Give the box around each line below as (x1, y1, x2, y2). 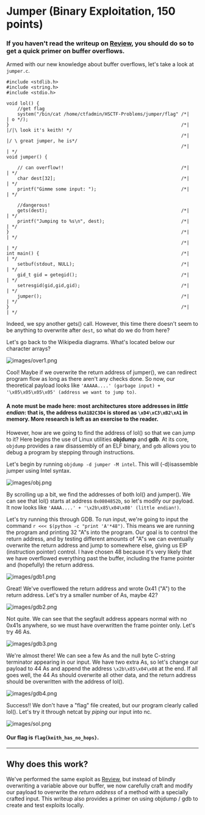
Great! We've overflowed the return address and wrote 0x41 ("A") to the (6, 585, 186, 592)
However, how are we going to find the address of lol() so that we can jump (6, 429, 195, 436)
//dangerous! (17, 202, 51, 209)
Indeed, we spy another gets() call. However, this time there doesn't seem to (6, 320, 198, 328)
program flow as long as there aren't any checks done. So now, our (6, 375, 175, 383)
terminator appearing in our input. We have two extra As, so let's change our (6, 658, 199, 666)
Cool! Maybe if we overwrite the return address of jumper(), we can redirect (6, 369, 197, 376)
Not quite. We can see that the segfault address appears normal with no (6, 615, 187, 622)
